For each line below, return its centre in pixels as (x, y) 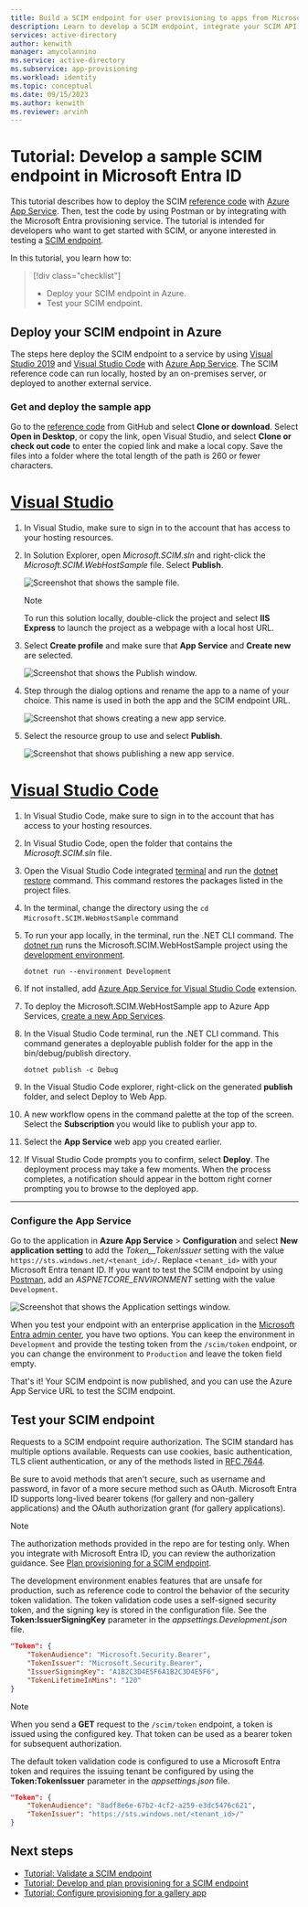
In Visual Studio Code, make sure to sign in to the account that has (149, 816)
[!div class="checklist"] (77, 276)
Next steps (42, 1852)
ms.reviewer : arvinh (50, 112)
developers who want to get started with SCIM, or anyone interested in (143, 230)
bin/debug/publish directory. (77, 1054)
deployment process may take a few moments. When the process (147, 1169)
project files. (47, 890)
